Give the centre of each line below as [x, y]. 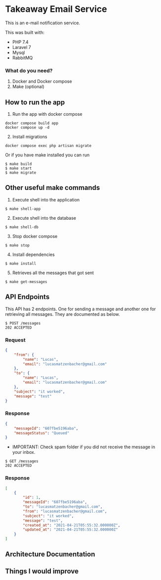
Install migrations [30, 137]
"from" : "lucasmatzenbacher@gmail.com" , [65, 511]
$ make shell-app [23, 209]
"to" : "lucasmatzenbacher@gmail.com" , [63, 507]
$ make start [19, 169]
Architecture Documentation [50, 555]
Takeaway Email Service [56, 9]
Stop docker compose [35, 236]
